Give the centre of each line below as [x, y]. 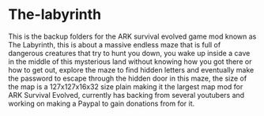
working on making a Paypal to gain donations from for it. [102, 103]
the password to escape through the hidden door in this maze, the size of [128, 78]
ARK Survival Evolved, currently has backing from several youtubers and [126, 95]
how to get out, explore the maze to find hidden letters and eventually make [131, 69]
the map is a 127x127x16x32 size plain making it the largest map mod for [126, 86]
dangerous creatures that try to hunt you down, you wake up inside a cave [129, 53]
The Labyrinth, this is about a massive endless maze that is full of [115, 44]
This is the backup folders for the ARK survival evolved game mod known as [132, 36]
